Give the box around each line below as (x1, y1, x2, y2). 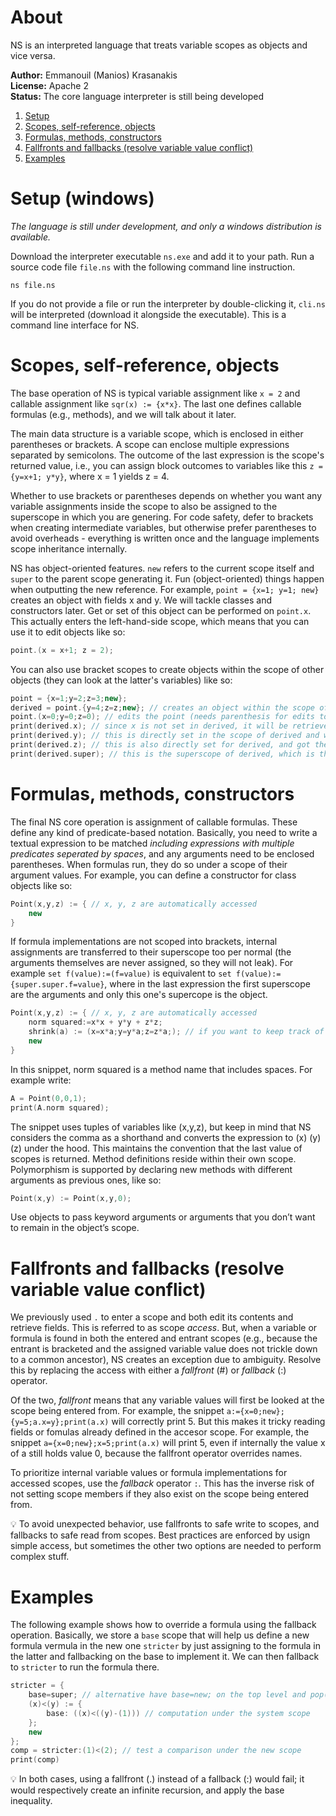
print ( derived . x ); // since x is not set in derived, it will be (10, 721, 288, 731)
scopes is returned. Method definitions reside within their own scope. (10, 1152, 297, 1165)
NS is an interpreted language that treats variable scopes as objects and (10, 39, 308, 51)
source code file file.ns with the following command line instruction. (10, 261, 296, 273)
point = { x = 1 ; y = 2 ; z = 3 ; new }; (10, 693, 128, 703)
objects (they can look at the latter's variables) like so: (10, 674, 233, 686)
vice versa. (10, 49, 56, 61)
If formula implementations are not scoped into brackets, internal (10, 936, 278, 948)
